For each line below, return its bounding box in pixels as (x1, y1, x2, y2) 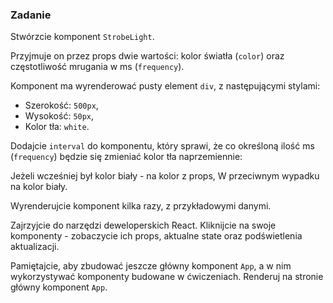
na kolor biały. (10, 181, 68, 193)
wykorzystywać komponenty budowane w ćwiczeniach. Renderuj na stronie (10, 271, 324, 283)
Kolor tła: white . (24, 121, 90, 133)
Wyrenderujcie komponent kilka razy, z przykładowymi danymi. (10, 200, 272, 212)
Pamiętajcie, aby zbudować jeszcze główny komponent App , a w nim (10, 260, 292, 272)
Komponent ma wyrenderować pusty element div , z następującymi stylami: (10, 80, 321, 92)
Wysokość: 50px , (24, 110, 95, 122)
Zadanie (10, 8, 52, 22)
